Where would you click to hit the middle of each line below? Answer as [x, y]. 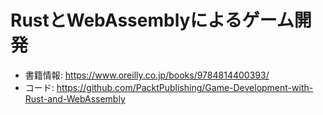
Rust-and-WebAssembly [75, 98]
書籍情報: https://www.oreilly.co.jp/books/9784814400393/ [147, 75]
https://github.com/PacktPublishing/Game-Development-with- [185, 87]
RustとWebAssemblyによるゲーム [152, 20]
